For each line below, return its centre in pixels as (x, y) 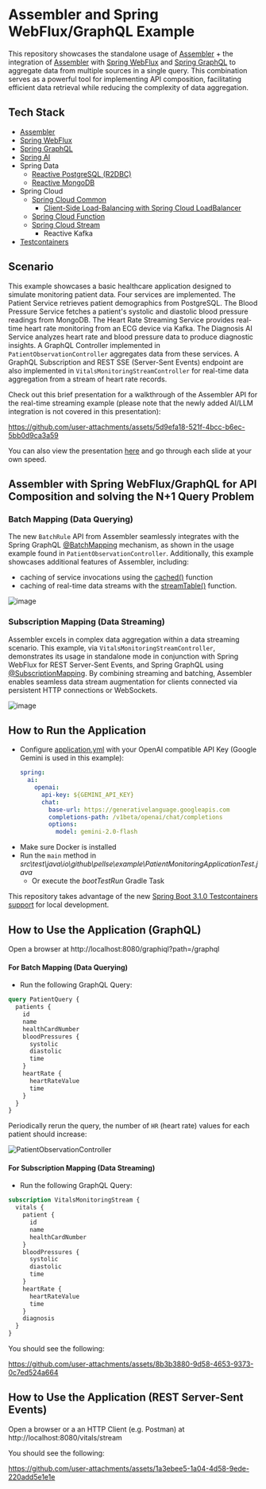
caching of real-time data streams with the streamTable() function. (128, 586)
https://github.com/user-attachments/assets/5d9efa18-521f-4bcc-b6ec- (127, 427)
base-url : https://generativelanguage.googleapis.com (139, 810)
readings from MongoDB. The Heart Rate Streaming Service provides (121, 319)
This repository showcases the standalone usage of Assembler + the (121, 53)
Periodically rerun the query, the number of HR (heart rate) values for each (129, 1126)
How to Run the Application (77, 730)
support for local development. (59, 905)
